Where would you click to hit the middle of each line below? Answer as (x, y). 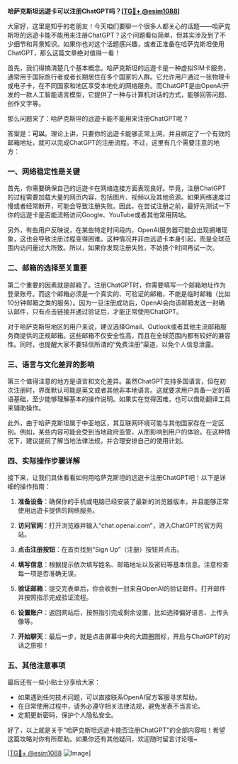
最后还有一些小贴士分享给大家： (54, 682)
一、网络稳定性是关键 (44, 171)
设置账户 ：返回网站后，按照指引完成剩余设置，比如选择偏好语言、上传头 (123, 613)
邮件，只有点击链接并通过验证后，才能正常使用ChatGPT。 (98, 311)
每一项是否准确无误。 (49, 574)
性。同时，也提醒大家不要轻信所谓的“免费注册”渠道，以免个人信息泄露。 (113, 344)
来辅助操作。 (26, 408)
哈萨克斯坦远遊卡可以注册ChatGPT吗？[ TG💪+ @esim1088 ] (94, 11)
